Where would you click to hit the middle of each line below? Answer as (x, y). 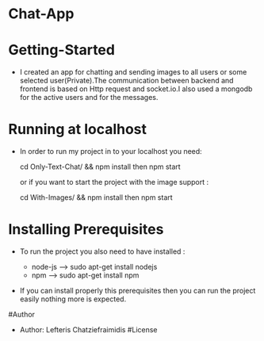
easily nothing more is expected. (73, 299)
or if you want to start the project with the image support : (114, 182)
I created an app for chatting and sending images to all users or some (133, 72)
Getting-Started (61, 50)
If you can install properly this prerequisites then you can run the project (138, 291)
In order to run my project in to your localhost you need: (111, 151)
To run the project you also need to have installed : (102, 251)
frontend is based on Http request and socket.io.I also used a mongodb (136, 89)
